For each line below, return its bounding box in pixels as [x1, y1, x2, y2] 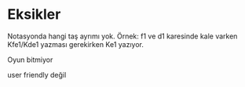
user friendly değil [7, 70, 67, 79]
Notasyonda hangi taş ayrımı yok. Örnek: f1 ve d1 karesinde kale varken [7, 31, 238, 41]
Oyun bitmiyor [7, 55, 53, 64]
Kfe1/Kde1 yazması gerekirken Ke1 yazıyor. [7, 39, 144, 49]
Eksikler [7, 5, 61, 24]
